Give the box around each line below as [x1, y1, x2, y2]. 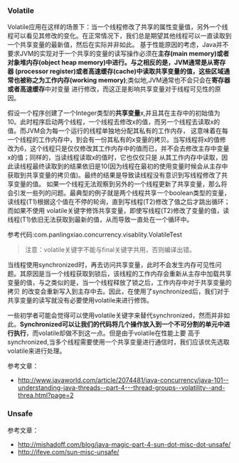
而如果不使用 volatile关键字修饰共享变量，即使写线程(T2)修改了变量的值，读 [7, 207, 230, 215]
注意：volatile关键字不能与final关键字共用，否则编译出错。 [24, 246, 196, 254]
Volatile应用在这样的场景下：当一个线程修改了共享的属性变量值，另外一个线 [7, 23, 229, 31]
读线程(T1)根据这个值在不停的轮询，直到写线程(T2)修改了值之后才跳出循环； [7, 197, 230, 206]
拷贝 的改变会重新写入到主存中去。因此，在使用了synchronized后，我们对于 [7, 287, 230, 296]
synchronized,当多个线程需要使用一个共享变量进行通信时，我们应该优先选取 [7, 338, 230, 347]
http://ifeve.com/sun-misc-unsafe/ [17, 447, 119, 456]
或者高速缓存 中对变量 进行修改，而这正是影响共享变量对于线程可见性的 [7, 85, 215, 94]
